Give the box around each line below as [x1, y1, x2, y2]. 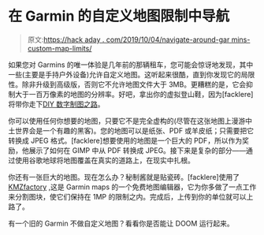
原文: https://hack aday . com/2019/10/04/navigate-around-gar [27, 35, 230, 44]
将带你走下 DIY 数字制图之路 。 [8, 99, 105, 109]
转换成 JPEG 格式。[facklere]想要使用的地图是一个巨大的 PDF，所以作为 [8, 136, 243, 145]
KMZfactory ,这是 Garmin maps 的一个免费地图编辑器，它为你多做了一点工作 [8, 182, 257, 192]
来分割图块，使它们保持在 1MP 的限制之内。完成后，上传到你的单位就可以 [8, 192, 247, 201]
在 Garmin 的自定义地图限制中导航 [8, 7, 230, 25]
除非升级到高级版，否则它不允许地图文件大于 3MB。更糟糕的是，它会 [21, 80, 247, 89]
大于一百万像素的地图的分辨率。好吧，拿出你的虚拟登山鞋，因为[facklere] [14, 89, 254, 99]
